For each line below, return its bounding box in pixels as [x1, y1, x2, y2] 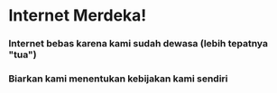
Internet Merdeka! [8, 5, 147, 26]
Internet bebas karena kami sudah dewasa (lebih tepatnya [8, 38, 268, 50]
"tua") [8, 48, 37, 61]
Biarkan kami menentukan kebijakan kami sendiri [8, 72, 228, 85]
